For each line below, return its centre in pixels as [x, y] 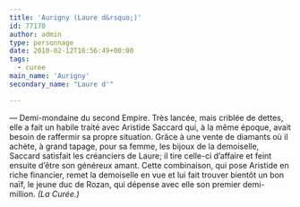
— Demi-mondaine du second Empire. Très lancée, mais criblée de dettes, [146, 117]
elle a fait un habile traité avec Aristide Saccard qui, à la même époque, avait [150, 127]
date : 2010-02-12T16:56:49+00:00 [72, 51]
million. [22, 194]
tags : [19, 59]
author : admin [36, 34]
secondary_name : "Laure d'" [62, 84]
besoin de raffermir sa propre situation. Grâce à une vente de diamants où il [149, 136]
